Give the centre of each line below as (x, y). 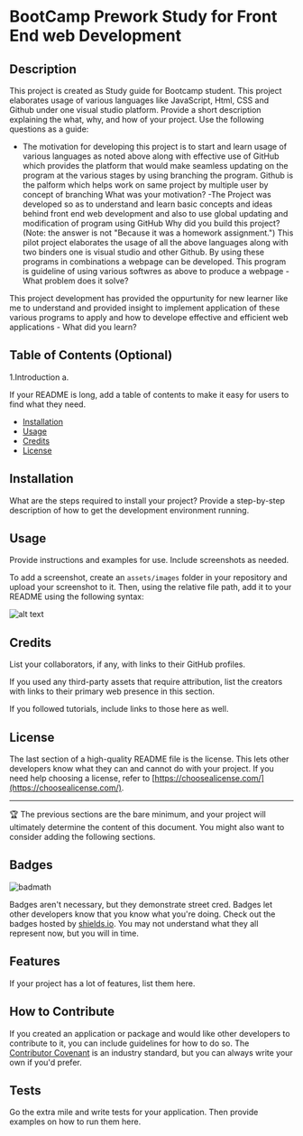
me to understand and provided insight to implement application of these (145, 308)
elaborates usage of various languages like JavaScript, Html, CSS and (139, 100)
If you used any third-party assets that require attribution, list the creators (146, 682)
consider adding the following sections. (83, 837)
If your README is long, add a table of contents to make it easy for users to (149, 394)
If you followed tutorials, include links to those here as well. (119, 709)
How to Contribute (62, 1012)
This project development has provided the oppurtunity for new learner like (149, 298)
